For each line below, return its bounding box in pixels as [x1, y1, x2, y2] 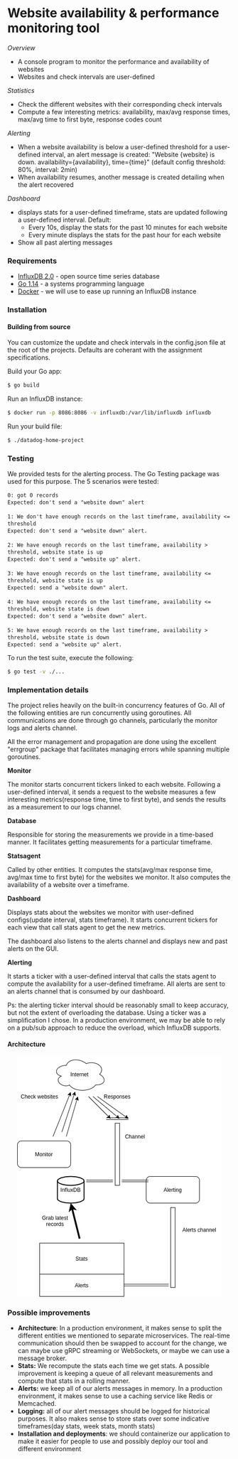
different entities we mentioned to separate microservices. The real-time [17, 1331, 230, 1340]
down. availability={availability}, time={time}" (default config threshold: [17, 158, 226, 166]
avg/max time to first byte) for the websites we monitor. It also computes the [7, 873, 231, 882]
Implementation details [7, 685, 89, 695]
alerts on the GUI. [7, 944, 59, 953]
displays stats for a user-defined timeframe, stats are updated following [17, 208, 228, 216]
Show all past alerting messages [17, 238, 113, 247]
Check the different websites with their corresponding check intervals [17, 99, 222, 108]
